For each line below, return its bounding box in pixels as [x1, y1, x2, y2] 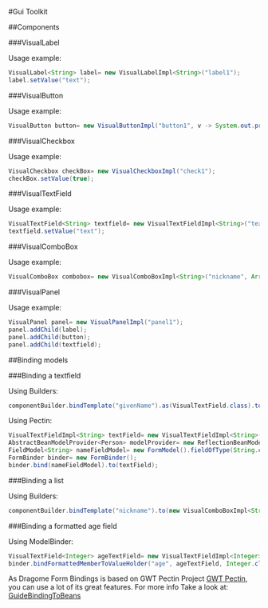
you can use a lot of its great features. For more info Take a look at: [8, 582, 229, 592]
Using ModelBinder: [8, 536, 74, 546]
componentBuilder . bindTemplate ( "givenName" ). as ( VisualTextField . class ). [8, 402, 255, 410]
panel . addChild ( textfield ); [8, 340, 102, 349]
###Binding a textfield [8, 370, 81, 380]
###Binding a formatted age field [8, 521, 117, 530]
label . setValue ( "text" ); [8, 76, 91, 84]
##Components [8, 22, 60, 31]
